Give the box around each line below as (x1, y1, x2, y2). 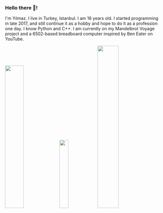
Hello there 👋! (5, 4, 38, 11)
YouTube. (5, 36, 24, 42)
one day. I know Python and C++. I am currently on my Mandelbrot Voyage (5, 26, 155, 32)
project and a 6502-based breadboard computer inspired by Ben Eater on (5, 31, 153, 37)
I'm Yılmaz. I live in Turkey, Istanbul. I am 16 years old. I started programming (5, 16, 159, 21)
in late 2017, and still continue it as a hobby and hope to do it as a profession (5, 20, 158, 26)
